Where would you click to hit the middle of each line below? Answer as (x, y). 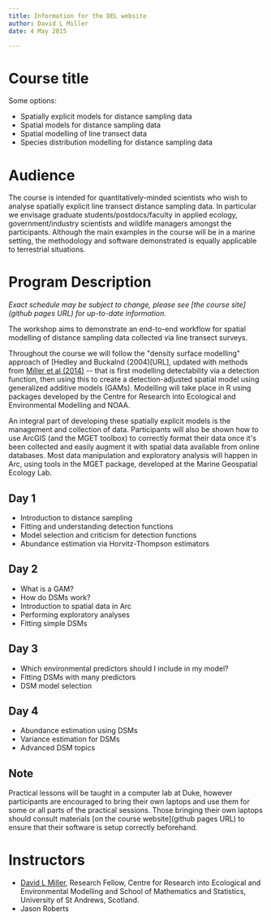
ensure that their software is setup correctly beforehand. (103, 827)
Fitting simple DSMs (54, 623)
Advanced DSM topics (58, 748)
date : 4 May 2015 (38, 31)
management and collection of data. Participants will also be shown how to (133, 430)
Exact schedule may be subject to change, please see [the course (119, 305)
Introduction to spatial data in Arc (76, 606)
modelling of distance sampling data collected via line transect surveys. (128, 338)
